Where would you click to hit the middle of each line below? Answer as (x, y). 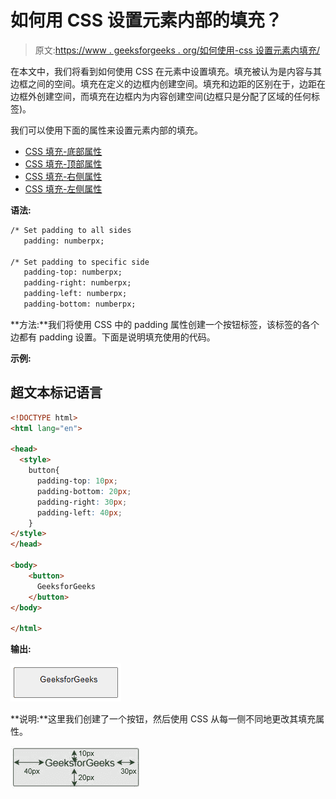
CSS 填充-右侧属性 (63, 176)
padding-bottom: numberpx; (80, 304)
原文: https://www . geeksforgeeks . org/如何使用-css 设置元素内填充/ (177, 50)
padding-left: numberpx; (75, 294)
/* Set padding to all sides (71, 230)
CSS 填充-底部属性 (63, 151)
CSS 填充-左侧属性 (63, 188)
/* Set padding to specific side (80, 262)
